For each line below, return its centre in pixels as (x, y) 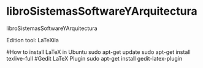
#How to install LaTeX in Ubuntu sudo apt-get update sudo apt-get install (99, 52)
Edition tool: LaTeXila (33, 40)
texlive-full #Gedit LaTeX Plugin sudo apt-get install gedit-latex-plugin (94, 58)
